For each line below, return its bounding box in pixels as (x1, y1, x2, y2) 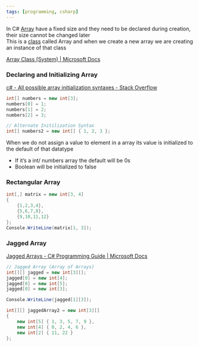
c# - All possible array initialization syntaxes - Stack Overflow (6, 84, 158, 91)
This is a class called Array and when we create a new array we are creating (6, 37, 194, 45)
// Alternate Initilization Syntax (6, 123, 95, 129)
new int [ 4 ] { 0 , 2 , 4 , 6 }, (17, 324, 87, 330)
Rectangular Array (6, 178, 61, 186)
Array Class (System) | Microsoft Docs (6, 55, 101, 62)
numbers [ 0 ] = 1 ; (6, 101, 46, 107)
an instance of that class (6, 44, 67, 51)
